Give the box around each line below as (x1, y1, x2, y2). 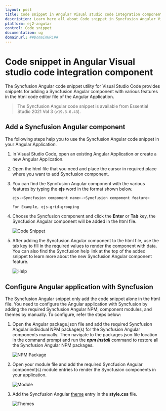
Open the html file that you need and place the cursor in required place (12, 165, 157, 171)
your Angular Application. (5, 141, 57, 147)
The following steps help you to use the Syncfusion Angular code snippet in (5, 136, 159, 142)
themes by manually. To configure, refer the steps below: (5, 311, 121, 317)
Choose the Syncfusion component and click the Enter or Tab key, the (12, 213, 156, 219)
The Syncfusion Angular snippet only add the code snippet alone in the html (5, 296, 160, 302)
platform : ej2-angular (5, 21, 52, 26)
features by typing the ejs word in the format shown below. (12, 186, 132, 192)
